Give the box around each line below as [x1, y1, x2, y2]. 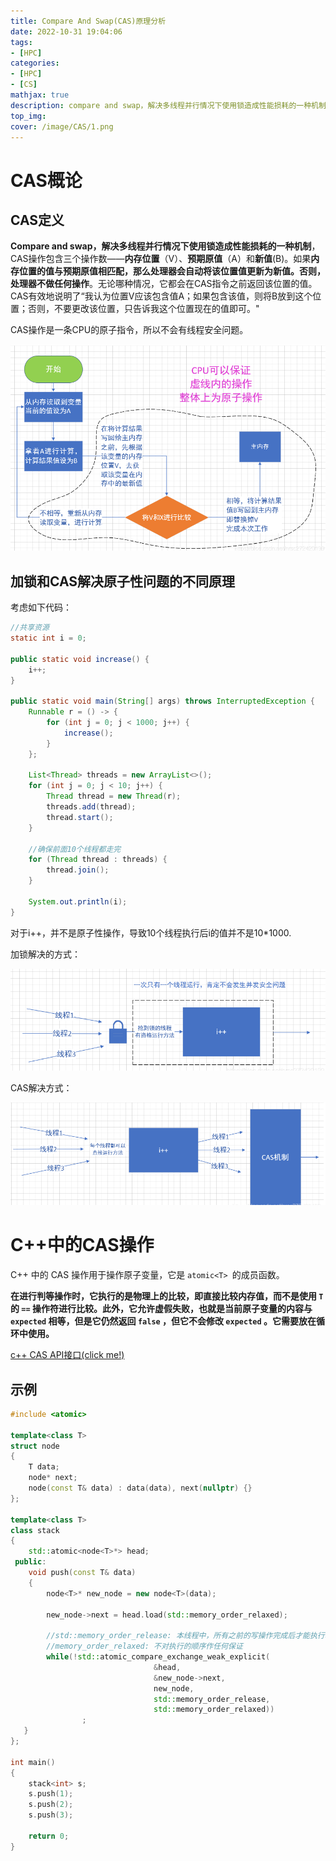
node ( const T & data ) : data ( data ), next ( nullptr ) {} [28, 1483, 253, 1494]
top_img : [10, 111, 47, 121]
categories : [10, 58, 60, 69]
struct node [10, 1441, 60, 1451]
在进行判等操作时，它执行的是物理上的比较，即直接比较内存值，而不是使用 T [10, 1290, 324, 1302]
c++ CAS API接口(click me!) [10, 1349, 125, 1361]
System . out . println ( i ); [28, 896, 128, 907]
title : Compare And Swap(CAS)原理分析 [10, 16, 167, 26]
